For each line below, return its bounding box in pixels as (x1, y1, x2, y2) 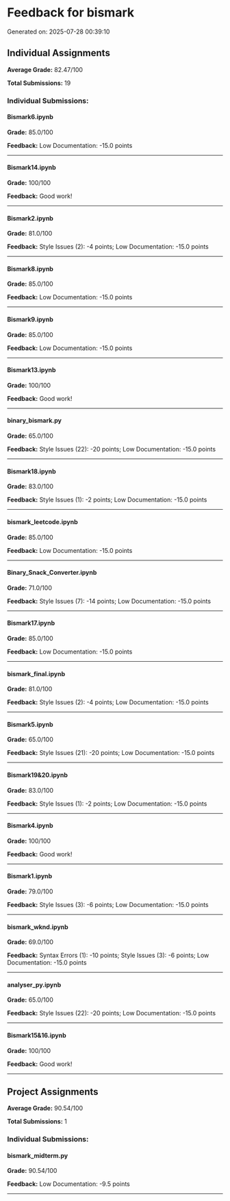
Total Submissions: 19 (7, 79, 71, 87)
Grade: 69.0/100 (7, 938, 53, 946)
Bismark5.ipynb (7, 720, 53, 728)
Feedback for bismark (7, 5, 135, 21)
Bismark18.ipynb (7, 467, 56, 475)
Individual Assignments (7, 47, 111, 59)
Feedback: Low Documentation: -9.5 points (7, 1180, 130, 1188)
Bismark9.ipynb (7, 315, 53, 323)
